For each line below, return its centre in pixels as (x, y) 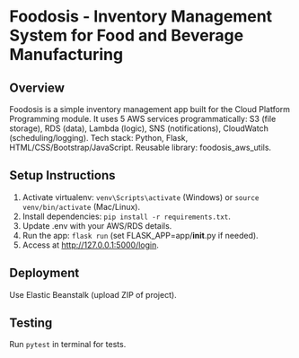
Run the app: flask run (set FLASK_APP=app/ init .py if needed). (140, 235)
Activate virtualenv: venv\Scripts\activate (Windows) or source (141, 197)
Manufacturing (66, 55)
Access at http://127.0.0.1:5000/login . (91, 245)
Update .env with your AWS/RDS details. (97, 225)
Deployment (44, 273)
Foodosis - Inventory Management (141, 17)
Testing (31, 323)
